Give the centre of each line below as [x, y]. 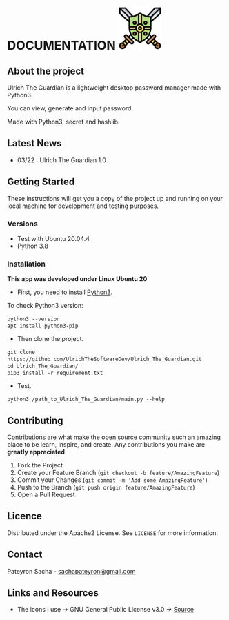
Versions [22, 224]
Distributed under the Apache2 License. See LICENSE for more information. [113, 533]
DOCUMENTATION [61, 46]
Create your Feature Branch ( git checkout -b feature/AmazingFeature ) [118, 473]
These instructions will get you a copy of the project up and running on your [115, 198]
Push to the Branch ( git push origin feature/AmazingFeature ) [106, 487]
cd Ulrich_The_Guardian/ [43, 366]
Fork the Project [40, 465]
